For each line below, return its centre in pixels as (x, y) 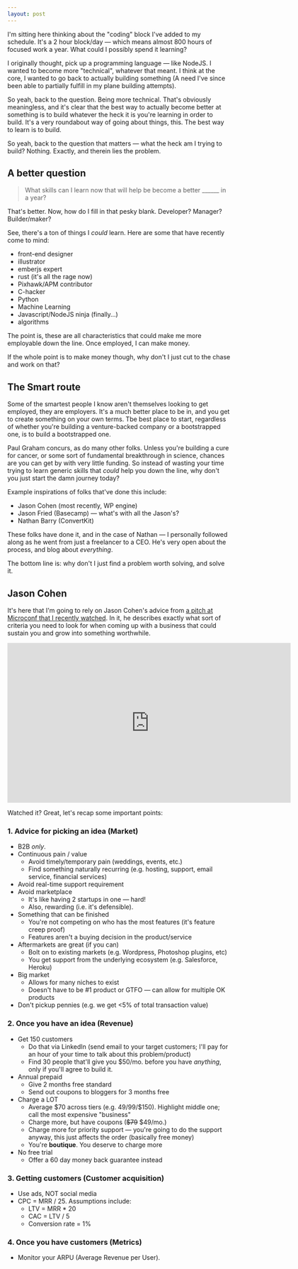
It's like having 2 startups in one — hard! (87, 900)
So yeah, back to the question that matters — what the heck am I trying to (115, 143)
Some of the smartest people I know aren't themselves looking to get (108, 404)
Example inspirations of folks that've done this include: (87, 492)
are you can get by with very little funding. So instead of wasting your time (116, 463)
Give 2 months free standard (70, 1084)
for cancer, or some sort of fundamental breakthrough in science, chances (116, 456)
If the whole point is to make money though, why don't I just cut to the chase (119, 357)
